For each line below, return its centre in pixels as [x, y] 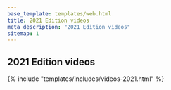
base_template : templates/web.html [59, 14]
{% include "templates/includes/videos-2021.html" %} [86, 79]
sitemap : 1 [23, 33]
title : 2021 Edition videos [49, 20]
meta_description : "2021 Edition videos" [69, 27]
